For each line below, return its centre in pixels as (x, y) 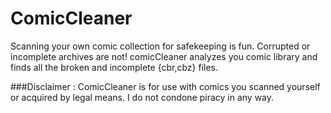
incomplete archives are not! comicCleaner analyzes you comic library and (164, 56)
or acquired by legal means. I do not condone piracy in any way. (142, 97)
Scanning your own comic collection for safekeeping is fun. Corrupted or (160, 46)
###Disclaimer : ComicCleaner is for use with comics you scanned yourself (165, 86)
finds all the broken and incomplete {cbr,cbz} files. (114, 67)
